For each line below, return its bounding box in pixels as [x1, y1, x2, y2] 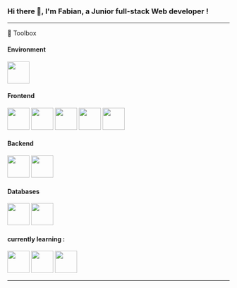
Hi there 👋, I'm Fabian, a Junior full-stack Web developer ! [7, 6, 209, 16]
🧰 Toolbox [7, 29, 37, 37]
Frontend [7, 92, 35, 100]
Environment [7, 45, 46, 54]
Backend [7, 139, 34, 148]
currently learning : [7, 234, 66, 243]
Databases [7, 187, 40, 196]
